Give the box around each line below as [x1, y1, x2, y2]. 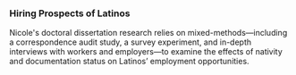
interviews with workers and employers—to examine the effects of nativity [9, 46, 283, 57]
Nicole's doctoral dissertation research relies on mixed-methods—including [9, 28, 288, 38]
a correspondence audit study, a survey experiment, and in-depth [9, 37, 252, 47]
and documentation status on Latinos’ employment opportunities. [9, 56, 249, 67]
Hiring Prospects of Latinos [9, 7, 131, 20]
